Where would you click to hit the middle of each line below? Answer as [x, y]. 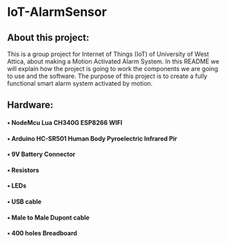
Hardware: [30, 105]
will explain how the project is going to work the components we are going [113, 69]
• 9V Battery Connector [41, 154]
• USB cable [24, 202]
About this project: [48, 38]
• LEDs [17, 186]
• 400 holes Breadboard [42, 233]
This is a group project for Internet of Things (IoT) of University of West [108, 54]
